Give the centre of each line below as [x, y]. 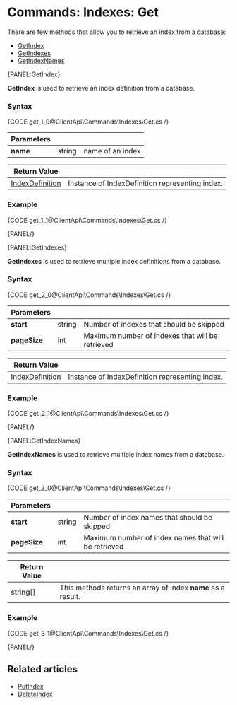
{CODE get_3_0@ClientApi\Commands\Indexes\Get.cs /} [89, 488]
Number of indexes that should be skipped [154, 324]
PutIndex [30, 686]
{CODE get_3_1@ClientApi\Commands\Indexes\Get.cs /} [88, 633]
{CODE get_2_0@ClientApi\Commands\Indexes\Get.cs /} [89, 295]
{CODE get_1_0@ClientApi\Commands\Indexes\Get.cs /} [88, 122]
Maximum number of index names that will [154, 538]
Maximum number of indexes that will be [151, 335]
